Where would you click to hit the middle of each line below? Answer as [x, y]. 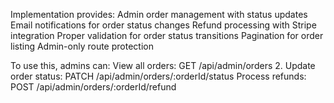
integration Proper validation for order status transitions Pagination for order [167, 35]
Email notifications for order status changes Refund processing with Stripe [163, 25]
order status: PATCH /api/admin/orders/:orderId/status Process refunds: [158, 76]
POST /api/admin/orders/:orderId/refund [93, 87]
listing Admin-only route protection [82, 46]
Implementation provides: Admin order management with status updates [159, 14]
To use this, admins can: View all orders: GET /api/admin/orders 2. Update [163, 65]
